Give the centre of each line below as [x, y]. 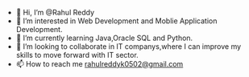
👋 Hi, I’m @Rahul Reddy [55, 12]
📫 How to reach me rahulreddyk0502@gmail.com [100, 64]
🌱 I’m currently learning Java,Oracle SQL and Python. [104, 38]
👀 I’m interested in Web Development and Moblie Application [116, 21]
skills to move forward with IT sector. [77, 55]
